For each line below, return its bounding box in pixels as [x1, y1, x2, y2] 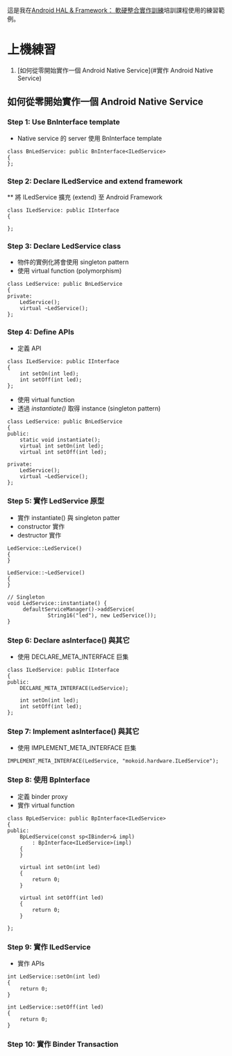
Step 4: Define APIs [7, 327, 74, 337]
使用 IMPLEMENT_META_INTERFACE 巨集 [17, 744, 137, 752]
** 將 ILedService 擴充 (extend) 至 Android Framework [7, 192, 163, 201]
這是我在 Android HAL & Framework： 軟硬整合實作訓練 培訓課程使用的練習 [7, 6, 219, 14]
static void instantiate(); [19, 436, 101, 443]
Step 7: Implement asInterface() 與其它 [7, 727, 140, 737]
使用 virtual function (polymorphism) [17, 267, 122, 275]
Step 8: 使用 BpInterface [7, 775, 90, 785]
